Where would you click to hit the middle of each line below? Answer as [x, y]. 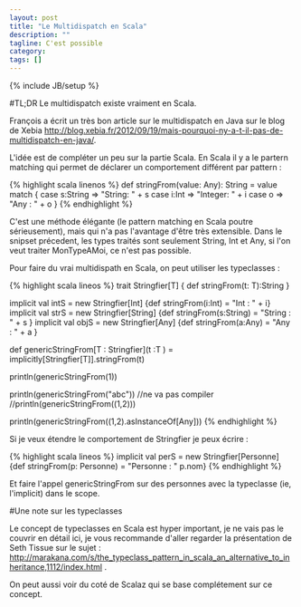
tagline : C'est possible [56, 43]
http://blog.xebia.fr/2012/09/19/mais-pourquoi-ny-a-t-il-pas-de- [164, 130]
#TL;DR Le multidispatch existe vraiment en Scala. [103, 103]
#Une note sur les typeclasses [66, 511]
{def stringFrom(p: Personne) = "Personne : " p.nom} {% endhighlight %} [146, 466]
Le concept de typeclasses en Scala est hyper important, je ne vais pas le [147, 528]
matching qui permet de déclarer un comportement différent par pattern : [146, 167]
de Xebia [26, 130]
